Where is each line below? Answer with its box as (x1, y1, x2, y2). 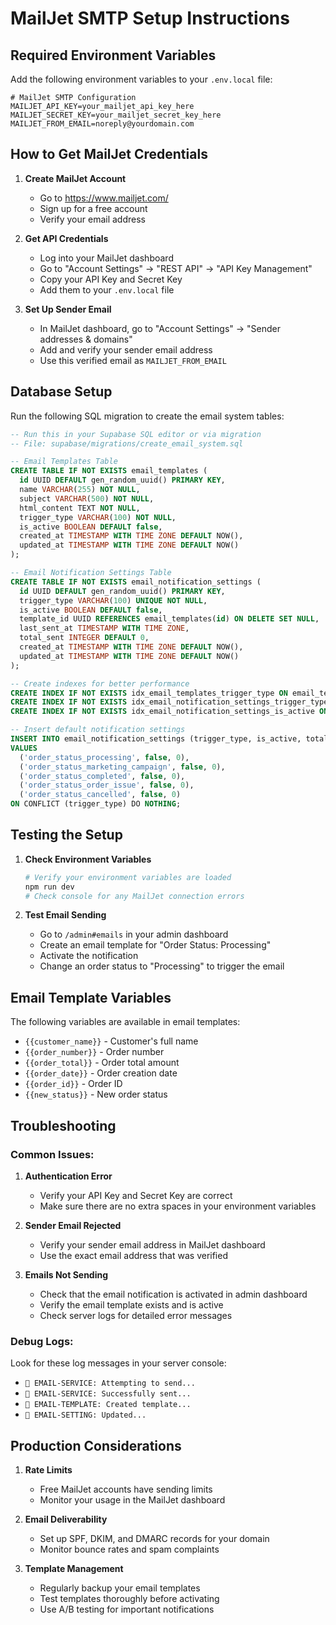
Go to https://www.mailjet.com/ (39, 192, 169, 204)
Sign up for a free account (39, 202, 148, 214)
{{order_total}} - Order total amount (24, 1057, 180, 1069)
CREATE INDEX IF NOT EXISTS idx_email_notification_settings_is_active (10, 707, 315, 717)
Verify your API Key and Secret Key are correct (39, 1189, 233, 1201)
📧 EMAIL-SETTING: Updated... (24, 1410, 147, 1421)
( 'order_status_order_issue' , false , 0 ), (19, 780, 195, 791)
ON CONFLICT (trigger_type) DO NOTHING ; (10, 799, 182, 809)
